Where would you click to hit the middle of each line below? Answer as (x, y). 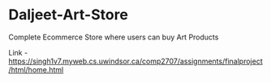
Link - (18, 52)
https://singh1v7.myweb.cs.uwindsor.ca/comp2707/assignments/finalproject (135, 61)
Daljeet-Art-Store (68, 15)
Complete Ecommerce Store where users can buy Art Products (114, 37)
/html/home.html (36, 69)
